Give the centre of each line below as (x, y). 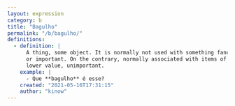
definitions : (26, 40)
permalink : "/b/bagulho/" (45, 33)
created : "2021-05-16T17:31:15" (67, 85)
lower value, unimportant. (65, 66)
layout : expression (36, 14)
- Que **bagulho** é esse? (65, 78)
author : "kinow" (44, 91)
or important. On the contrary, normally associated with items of (126, 59)
